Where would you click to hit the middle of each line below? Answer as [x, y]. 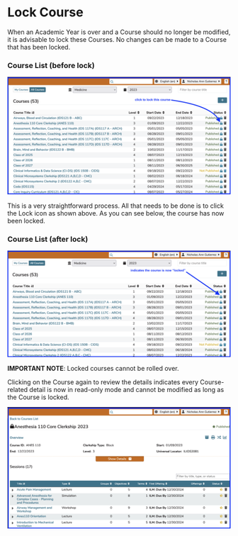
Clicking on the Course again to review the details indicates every [103, 382]
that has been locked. [39, 47]
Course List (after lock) [48, 239]
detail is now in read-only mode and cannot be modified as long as [127, 389]
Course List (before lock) [51, 65]
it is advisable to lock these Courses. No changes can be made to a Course [117, 39]
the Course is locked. [38, 397]
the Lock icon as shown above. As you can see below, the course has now [116, 213]
